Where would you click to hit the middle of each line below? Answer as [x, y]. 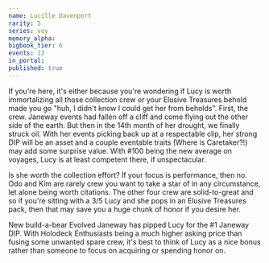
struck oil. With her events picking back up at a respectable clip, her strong [133, 134]
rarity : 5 [25, 23]
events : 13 [27, 53]
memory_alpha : [32, 38]
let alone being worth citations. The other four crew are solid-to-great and [131, 192]
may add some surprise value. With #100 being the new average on [120, 150]
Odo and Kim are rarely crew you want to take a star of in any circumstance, [134, 183]
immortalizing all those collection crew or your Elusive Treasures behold [128, 99]
